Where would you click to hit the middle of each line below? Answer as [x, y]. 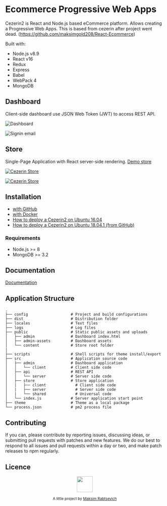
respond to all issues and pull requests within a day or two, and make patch [83, 446]
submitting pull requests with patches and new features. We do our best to [83, 440]
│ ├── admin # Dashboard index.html [63, 337]
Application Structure [40, 298]
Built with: [16, 43]
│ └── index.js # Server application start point [74, 398]
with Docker [25, 214]
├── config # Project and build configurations [76, 315]
